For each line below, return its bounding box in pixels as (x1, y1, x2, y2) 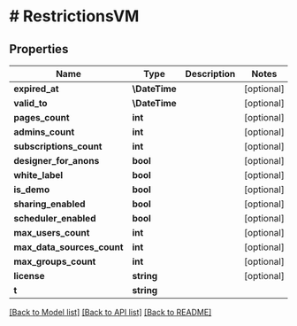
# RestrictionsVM (9, 6, 140, 27)
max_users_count (13, 227, 90, 238)
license (13, 270, 46, 282)
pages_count (13, 112, 70, 123)
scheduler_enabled (13, 213, 96, 224)
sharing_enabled (13, 198, 86, 210)
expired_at (13, 82, 59, 95)
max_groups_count (13, 255, 96, 268)
